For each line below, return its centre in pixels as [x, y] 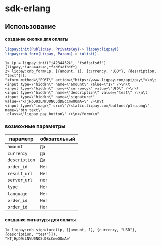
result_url [20, 173]
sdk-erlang [28, 9]
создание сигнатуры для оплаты [41, 220]
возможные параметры [35, 126]
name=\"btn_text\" [24, 110]
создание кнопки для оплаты [37, 39]
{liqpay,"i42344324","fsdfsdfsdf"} [41, 67]
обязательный [58, 139]
